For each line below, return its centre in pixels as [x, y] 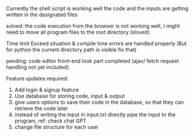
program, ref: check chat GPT [50, 121]
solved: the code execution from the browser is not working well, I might [93, 26]
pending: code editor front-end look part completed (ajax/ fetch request [93, 61]
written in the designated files [42, 15]
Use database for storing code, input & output [70, 96]
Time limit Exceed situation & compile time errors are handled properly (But [96, 43]
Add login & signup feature [46, 90]
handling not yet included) [37, 67]
